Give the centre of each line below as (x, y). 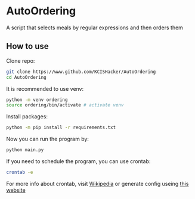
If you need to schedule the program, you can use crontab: (78, 161)
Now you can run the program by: (48, 139)
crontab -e (20, 172)
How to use (27, 46)
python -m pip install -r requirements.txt (61, 128)
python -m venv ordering (37, 100)
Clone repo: (21, 60)
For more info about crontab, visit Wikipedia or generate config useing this (97, 183)
